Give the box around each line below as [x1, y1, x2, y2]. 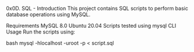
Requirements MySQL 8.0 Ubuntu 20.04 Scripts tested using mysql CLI [6, 23, 177, 29]
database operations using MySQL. [6, 11, 91, 18]
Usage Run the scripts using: [6, 28, 76, 35]
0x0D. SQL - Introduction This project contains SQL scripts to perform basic [6, 5, 188, 12]
